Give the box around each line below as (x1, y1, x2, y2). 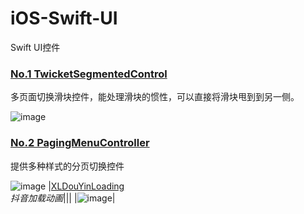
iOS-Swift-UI (10, 7, 118, 30)
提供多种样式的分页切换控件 (10, 160, 125, 172)
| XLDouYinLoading (48, 180, 125, 192)
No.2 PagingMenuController (10, 136, 150, 150)
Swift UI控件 (10, 41, 61, 53)
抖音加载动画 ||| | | (10, 192, 116, 204)
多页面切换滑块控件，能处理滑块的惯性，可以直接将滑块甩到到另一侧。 (10, 91, 300, 103)
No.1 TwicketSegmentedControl (10, 67, 168, 81)
